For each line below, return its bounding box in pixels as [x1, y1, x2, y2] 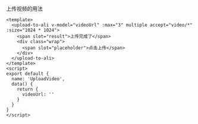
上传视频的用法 [6, 5, 43, 12]
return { [17, 86, 39, 92]
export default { [6, 71, 49, 77]
